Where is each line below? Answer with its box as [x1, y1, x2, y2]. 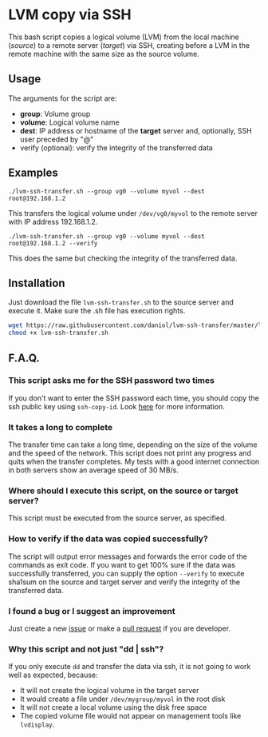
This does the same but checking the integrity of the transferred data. [8, 253, 238, 263]
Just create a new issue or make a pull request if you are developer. [8, 623, 231, 633]
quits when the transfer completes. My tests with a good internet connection [8, 457, 260, 467]
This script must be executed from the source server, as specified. [8, 513, 227, 523]
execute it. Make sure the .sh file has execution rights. [8, 306, 186, 316]
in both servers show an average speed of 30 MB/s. [8, 465, 179, 475]
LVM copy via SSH [8, 6, 132, 24]
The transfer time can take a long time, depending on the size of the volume [8, 440, 258, 449]
